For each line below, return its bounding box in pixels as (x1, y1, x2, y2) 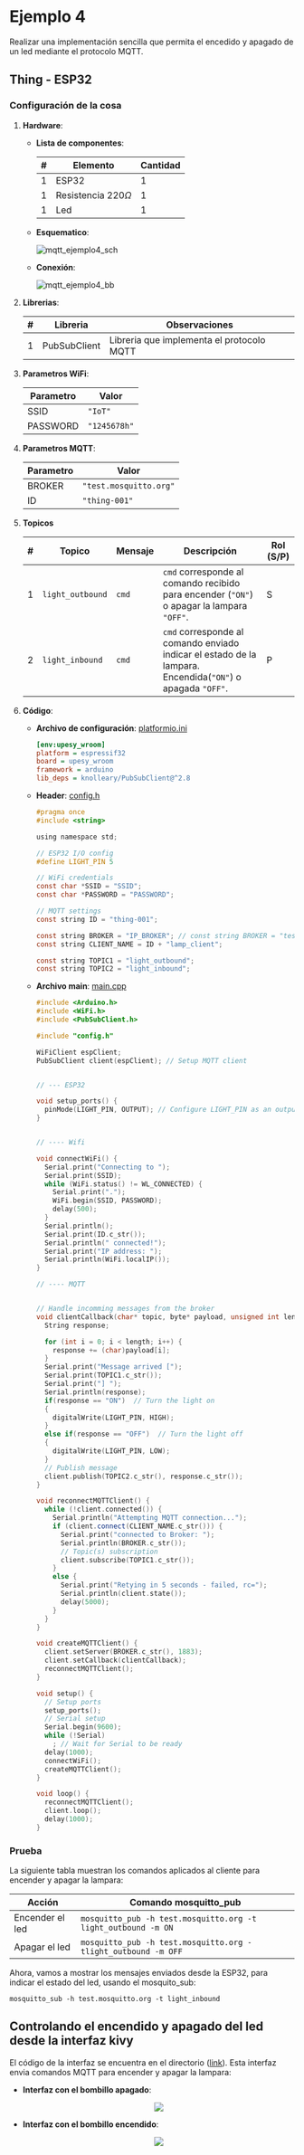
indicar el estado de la (162, 648, 257, 660)
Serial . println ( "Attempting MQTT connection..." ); (52, 1514, 247, 1523)
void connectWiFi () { (35, 1153, 118, 1163)
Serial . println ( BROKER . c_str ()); (60, 1538, 187, 1548)
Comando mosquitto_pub (129, 1896, 242, 1909)
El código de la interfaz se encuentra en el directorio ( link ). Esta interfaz (9, 2056, 277, 2068)
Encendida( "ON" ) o (162, 670, 242, 683)
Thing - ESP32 (9, 72, 92, 88)
